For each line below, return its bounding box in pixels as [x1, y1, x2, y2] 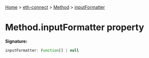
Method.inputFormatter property [5, 22, 145, 33]
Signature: [5, 38, 27, 44]
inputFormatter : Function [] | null [5, 47, 79, 53]
